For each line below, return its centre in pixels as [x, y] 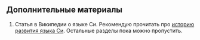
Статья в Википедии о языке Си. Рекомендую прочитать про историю [104, 24]
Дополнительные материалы [64, 10]
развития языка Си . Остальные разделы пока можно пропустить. [99, 30]
